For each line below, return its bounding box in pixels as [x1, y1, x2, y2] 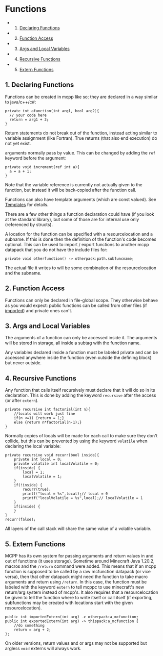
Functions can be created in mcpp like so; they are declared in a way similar [5, 94, 158, 100]
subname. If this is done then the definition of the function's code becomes [5, 236, 157, 242]
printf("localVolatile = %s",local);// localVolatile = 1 [22, 496, 143, 501]
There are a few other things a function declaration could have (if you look [5, 211, 155, 217]
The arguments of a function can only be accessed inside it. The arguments [5, 335, 158, 341]
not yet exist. [5, 140, 31, 146]
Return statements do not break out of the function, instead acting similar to [5, 130, 158, 136]
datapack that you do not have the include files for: [5, 247, 108, 252]
